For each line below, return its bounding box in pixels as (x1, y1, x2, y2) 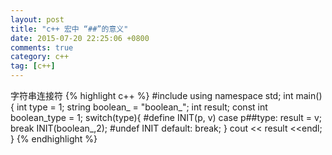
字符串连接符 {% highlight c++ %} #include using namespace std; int (10, 90, 294, 101)
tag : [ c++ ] (10, 61, 56, 71)
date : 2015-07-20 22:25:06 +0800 (10, 33, 150, 43)
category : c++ (10, 52, 70, 62)
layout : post (10, 14, 65, 25)
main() (295, 90, 323, 101)
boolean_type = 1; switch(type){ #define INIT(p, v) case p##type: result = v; (10, 112, 323, 123)
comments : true (10, 42, 74, 53)
